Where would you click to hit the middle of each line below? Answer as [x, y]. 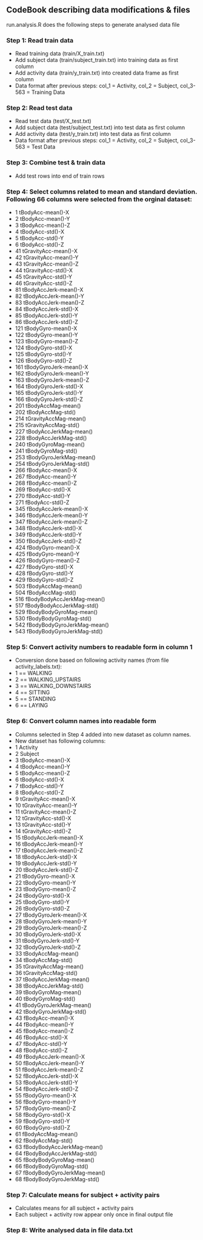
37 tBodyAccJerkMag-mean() [52, 979]
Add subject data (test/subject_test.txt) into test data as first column [100, 127]
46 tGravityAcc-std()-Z [44, 283]
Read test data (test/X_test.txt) [53, 121]
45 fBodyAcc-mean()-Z [44, 1031]
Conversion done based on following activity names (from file [92, 660]
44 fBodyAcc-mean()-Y [44, 1024]
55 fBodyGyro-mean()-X [46, 1095]
